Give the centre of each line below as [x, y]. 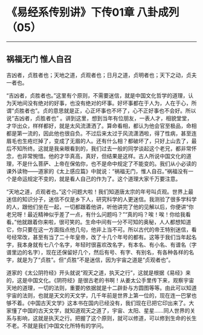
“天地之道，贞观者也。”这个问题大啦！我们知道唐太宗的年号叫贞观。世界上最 [100, 191]
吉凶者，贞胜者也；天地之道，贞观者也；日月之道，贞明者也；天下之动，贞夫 [101, 75]
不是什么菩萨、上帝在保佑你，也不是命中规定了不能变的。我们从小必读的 [107, 164]
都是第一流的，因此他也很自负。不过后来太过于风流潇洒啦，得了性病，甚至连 [101, 133]
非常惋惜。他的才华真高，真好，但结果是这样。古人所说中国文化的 [104, 156]
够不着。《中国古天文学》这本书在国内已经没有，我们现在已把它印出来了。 [98, 303]
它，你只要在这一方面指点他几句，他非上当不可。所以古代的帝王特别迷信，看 [101, 229]
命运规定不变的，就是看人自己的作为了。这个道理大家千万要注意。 [99, 179]
